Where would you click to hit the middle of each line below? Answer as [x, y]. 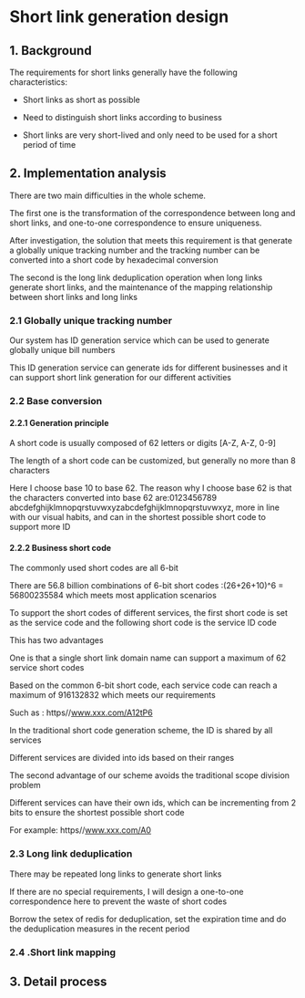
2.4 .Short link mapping [63, 952]
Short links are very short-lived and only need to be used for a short [150, 135]
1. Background [51, 51]
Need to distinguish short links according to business [122, 117]
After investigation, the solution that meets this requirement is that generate [151, 240]
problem [25, 785]
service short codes [47, 668]
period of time [49, 145]
